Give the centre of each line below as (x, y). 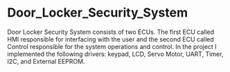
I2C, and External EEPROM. (46, 61)
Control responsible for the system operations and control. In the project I (112, 46)
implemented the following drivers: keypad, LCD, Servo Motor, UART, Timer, (115, 54)
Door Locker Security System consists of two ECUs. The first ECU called (111, 32)
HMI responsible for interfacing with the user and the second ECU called (111, 39)
